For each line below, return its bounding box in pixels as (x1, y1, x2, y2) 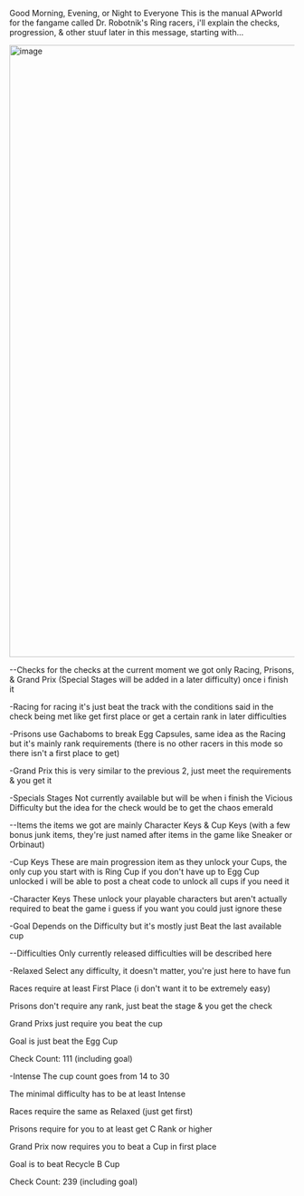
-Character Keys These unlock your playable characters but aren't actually (9, 893, 288, 904)
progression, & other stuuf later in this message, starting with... (9, 27, 244, 37)
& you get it (9, 775, 52, 785)
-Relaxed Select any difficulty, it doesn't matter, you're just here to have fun (9, 966, 291, 976)
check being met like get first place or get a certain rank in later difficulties (9, 711, 287, 722)
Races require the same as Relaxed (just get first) (9, 1106, 194, 1116)
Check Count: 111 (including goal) (9, 1054, 133, 1064)
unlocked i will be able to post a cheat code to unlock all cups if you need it (9, 876, 290, 887)
